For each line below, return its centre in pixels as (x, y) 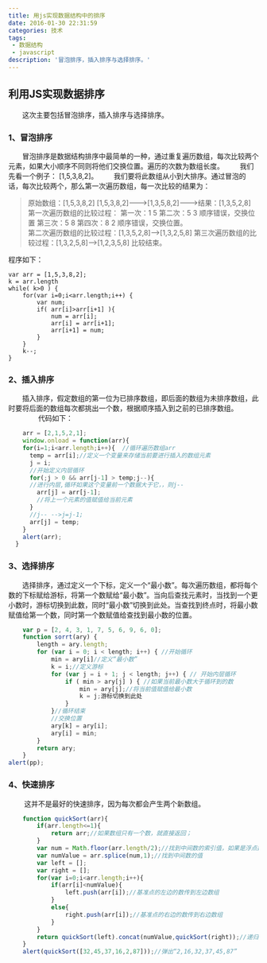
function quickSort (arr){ (66, 819)
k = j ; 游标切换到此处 (111, 697)
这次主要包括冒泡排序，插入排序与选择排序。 (95, 115)
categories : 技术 (36, 30)
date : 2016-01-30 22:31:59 (53, 23)
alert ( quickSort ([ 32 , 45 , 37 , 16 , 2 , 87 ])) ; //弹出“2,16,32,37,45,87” (130, 952)
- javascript (33, 52)
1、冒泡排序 (31, 138)
